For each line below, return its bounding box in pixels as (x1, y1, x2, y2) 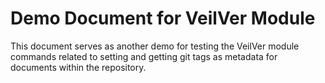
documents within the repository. (10, 61, 147, 73)
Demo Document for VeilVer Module (10, 7, 316, 30)
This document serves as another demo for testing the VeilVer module (10, 40, 300, 52)
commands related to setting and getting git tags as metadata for (10, 50, 278, 62)
